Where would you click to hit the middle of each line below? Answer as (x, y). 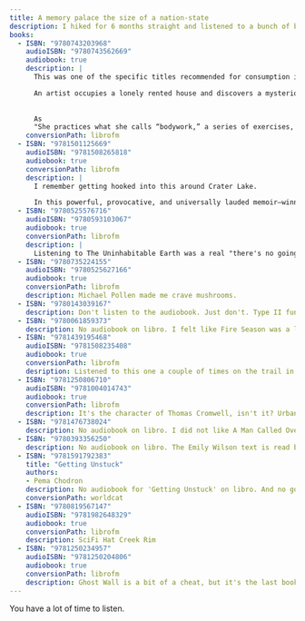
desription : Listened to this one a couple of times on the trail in (160, 371)
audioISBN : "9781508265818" (79, 153)
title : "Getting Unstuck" (75, 464)
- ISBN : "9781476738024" (64, 422)
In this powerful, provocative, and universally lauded (141, 202)
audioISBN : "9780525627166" (79, 270)
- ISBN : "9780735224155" (64, 261)
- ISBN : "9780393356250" (64, 439)
